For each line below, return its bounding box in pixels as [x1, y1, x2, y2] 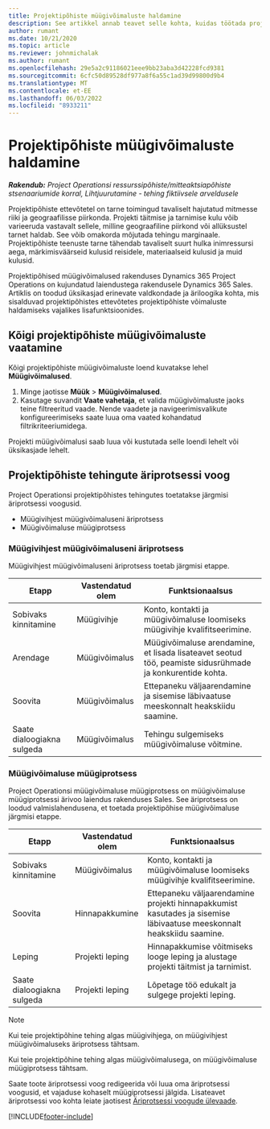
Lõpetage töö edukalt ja [147, 979, 237, 990]
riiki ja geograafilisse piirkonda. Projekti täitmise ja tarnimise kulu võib [8, 213, 239, 222]
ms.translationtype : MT [8, 79, 88, 87]
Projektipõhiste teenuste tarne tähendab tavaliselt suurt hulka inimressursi [8, 238, 254, 248]
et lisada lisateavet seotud [143, 647, 243, 658]
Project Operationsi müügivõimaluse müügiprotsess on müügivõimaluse [8, 786, 246, 796]
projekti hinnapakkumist [147, 898, 238, 909]
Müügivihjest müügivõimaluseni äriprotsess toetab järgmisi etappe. [8, 560, 230, 570]
